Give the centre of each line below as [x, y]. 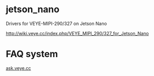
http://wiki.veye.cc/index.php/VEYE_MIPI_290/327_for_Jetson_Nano [77, 33]
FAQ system [32, 54]
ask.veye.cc [18, 68]
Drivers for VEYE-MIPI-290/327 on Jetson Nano [56, 23]
